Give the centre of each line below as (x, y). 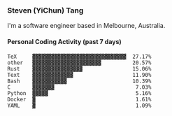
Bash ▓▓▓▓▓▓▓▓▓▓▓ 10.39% (79, 81)
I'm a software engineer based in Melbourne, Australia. (86, 26)
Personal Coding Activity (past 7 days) (65, 41)
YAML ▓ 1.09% (79, 106)
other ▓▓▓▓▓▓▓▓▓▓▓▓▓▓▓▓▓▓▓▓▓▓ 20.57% (79, 63)
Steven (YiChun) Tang (45, 10)
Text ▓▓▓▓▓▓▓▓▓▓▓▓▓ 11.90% (79, 75)
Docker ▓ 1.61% (79, 99)
